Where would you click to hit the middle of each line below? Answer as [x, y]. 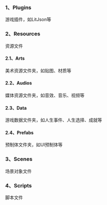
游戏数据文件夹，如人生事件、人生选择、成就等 [54, 120]
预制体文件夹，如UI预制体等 [34, 145]
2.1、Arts [15, 58]
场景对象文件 [18, 171]
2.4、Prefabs [19, 133]
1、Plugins [18, 7]
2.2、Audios [19, 83]
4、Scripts [19, 185]
